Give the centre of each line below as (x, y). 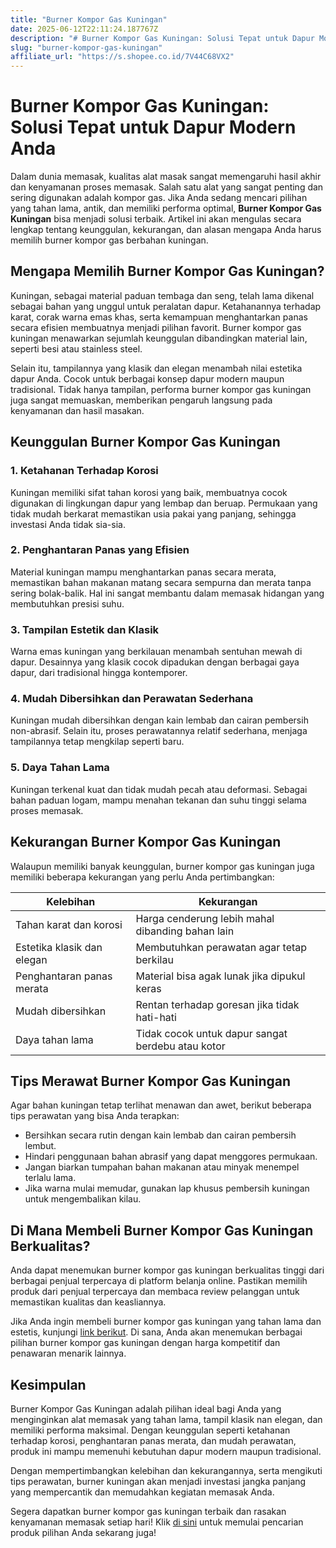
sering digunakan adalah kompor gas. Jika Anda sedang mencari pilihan (159, 198)
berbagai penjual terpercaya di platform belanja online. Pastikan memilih (159, 1281)
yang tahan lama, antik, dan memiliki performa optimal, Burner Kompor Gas (166, 208)
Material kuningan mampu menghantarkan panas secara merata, (143, 572)
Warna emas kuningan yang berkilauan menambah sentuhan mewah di (156, 652)
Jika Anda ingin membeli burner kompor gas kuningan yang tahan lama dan (166, 1322)
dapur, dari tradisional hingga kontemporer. (99, 673)
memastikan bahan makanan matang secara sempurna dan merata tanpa (161, 582)
